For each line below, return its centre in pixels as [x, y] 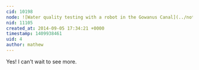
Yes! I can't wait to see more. [41, 61]
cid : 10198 [20, 12]
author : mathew [25, 45]
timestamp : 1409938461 [34, 34]
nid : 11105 [20, 23]
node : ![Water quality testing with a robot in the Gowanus [82, 17]
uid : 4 [14, 39]
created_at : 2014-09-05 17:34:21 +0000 [55, 28]
